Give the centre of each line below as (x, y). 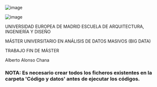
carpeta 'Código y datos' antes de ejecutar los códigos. (73, 79)
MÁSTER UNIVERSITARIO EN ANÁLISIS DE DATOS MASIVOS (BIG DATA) (78, 41)
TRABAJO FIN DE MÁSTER (32, 51)
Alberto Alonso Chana (27, 60)
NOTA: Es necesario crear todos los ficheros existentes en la (78, 72)
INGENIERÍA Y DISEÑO (28, 32)
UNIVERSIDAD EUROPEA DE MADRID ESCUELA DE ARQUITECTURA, (75, 26)
